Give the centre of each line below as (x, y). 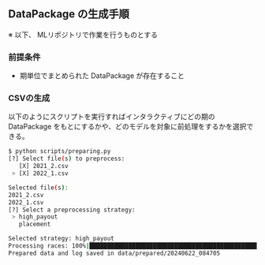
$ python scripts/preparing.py (60, 151)
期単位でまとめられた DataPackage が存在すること (102, 76)
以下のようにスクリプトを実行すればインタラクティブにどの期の (112, 117)
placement (35, 224)
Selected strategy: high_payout (61, 239)
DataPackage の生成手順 (69, 14)
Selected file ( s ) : (38, 188)
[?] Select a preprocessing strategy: (72, 210)
